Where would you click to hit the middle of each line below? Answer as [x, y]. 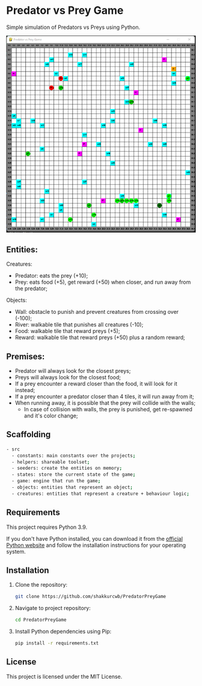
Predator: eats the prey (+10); [51, 276]
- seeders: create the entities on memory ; [67, 468]
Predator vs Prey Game [65, 11]
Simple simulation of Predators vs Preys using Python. [73, 27]
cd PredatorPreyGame [41, 620]
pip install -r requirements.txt [57, 643]
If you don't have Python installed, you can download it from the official [95, 538]
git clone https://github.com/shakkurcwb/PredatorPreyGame [90, 597]
